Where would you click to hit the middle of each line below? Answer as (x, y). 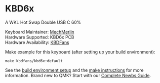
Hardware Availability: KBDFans (37, 42)
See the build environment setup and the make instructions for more (75, 70)
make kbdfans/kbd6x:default (34, 61)
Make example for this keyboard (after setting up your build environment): (80, 52)
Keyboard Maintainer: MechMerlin (40, 32)
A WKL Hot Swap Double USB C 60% (43, 22)
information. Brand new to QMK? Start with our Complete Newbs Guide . (78, 75)
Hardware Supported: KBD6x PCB (40, 37)
